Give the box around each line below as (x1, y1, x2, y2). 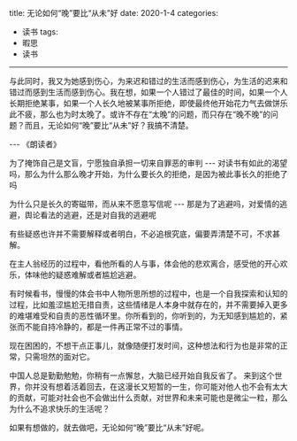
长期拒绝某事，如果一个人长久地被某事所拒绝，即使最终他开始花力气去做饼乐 (9, 98, 288, 108)
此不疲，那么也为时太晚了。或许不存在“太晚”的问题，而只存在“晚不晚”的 (9, 109, 271, 120)
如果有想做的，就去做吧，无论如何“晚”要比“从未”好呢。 (9, 422, 209, 432)
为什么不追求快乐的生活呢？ (9, 404, 110, 414)
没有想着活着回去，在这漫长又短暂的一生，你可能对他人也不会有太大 (39, 382, 288, 391)
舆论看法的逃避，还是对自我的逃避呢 (24, 210, 156, 220)
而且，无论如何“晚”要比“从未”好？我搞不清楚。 (24, 120, 194, 130)
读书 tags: (21, 27, 59, 37)
